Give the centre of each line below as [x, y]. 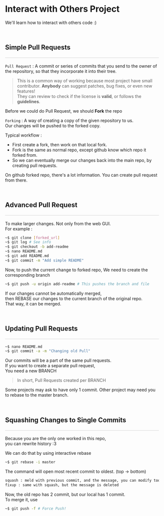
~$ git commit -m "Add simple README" [44, 260]
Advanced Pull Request [41, 205]
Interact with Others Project [62, 9]
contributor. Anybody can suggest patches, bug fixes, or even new [84, 86]
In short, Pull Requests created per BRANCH [61, 380]
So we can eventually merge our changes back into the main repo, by [82, 160]
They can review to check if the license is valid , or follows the [79, 96]
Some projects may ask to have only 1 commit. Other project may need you [80, 390]
